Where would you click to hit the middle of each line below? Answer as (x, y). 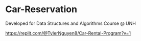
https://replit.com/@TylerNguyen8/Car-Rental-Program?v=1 (68, 33)
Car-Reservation (41, 9)
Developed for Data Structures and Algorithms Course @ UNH (71, 23)
